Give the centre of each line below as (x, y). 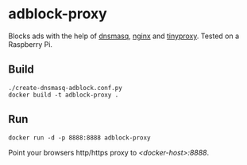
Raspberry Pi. (31, 44)
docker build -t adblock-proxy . (64, 95)
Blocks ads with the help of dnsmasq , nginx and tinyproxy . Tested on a (124, 36)
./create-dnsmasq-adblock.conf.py (66, 88)
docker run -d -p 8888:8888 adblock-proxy (79, 137)
